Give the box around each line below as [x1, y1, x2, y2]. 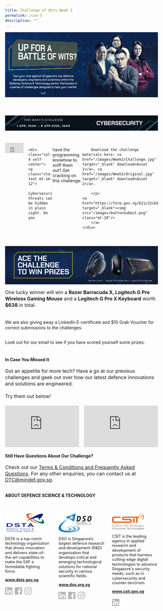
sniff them [52, 162, 73, 168]
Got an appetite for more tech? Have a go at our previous [5, 367, 135, 374]
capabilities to [18, 555, 45, 560]
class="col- [28, 152, 52, 157]
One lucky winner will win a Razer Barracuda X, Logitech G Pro [5, 289, 150, 296]
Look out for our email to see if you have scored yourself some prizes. [5, 339, 146, 345]
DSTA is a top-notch [5, 536, 42, 541]
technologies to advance [112, 561, 158, 567]
